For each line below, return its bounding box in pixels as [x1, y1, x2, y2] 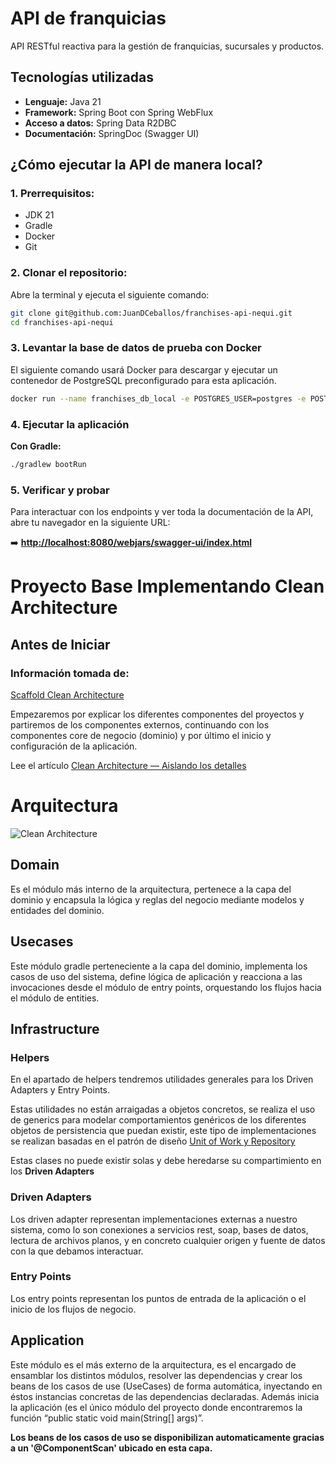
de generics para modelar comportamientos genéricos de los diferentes [10, 1114, 307, 1126]
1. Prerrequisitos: [10, 187, 95, 201]
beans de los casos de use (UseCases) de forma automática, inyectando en [10, 1380, 323, 1392]
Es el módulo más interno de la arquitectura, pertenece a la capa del [10, 883, 292, 895]
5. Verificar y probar [10, 483, 110, 497]
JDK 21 [24, 209, 55, 221]
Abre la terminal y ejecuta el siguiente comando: [10, 288, 210, 301]
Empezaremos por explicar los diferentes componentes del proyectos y [10, 708, 305, 720]
